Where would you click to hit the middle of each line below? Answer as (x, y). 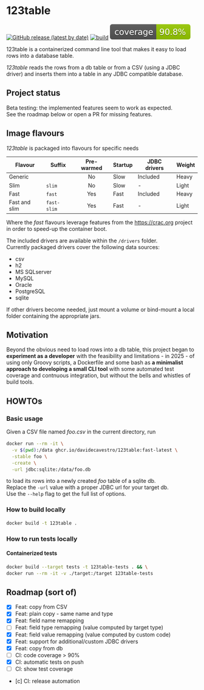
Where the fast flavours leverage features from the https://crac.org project (100, 222)
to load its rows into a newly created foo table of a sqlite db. (81, 481)
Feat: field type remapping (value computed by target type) (89, 627)
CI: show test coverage (44, 669)
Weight (186, 164)
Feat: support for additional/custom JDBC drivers (76, 641)
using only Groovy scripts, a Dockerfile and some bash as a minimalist (95, 362)
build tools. (20, 382)
